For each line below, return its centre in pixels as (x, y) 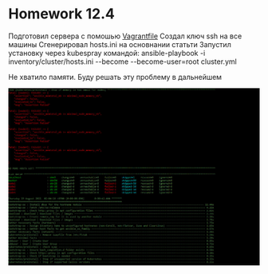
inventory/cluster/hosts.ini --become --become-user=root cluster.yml (122, 62)
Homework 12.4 (62, 14)
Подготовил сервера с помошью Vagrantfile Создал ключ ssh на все (125, 36)
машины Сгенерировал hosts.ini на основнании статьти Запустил (120, 44)
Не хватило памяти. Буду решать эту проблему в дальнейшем (115, 77)
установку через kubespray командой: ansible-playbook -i (107, 53)
